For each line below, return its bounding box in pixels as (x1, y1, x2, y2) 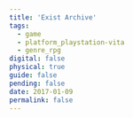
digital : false (9, 54, 66, 63)
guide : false (9, 71, 58, 80)
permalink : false (9, 95, 74, 105)
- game (17, 29, 42, 38)
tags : (9, 21, 29, 30)
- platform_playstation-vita (17, 37, 125, 47)
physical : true (9, 63, 66, 72)
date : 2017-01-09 (9, 87, 74, 96)
